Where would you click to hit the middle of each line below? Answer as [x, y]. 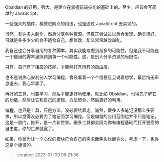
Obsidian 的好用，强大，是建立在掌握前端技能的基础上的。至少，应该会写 [79, 7]
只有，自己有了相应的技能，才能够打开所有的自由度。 [59, 67]
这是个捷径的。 [20, 145]
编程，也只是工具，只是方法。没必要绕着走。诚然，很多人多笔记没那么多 [78, 110]
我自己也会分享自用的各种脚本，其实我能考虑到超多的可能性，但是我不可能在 [82, 51]
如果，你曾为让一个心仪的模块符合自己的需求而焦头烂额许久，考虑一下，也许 [82, 139]
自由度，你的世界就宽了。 [31, 129]
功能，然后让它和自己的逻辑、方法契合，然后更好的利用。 [67, 100]
